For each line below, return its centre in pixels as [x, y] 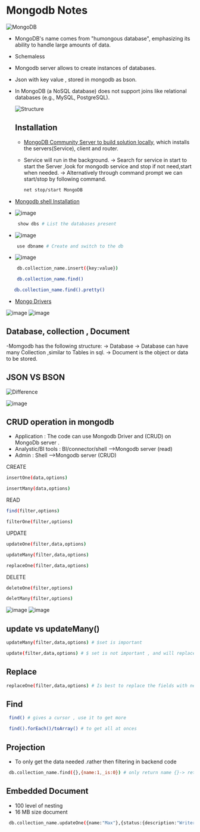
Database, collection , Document [68, 332]
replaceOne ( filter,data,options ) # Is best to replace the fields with [97, 686]
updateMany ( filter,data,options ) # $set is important [74, 643]
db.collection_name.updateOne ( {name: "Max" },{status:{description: [93, 823]
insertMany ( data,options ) [38, 489]
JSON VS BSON [36, 377]
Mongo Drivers [33, 301]
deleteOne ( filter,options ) [40, 588]
